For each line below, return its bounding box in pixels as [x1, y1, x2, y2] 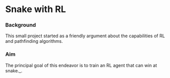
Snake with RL [5, 4, 66, 15]
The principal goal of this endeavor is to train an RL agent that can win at [5, 62, 157, 68]
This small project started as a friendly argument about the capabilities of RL [5, 33, 165, 39]
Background [5, 22, 37, 29]
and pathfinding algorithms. [5, 38, 63, 44]
